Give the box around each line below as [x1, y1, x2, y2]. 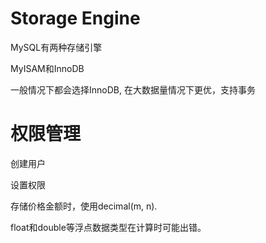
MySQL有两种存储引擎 [10, 41, 103, 53]
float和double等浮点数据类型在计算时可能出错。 [10, 221, 207, 233]
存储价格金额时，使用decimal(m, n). [10, 200, 158, 212]
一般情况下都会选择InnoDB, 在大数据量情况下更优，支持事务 [10, 83, 256, 96]
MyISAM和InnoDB [10, 62, 85, 74]
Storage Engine [10, 7, 141, 30]
